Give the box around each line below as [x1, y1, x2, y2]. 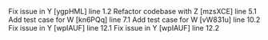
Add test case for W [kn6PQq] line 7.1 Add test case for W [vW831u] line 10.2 [8, 15, 261, 24]
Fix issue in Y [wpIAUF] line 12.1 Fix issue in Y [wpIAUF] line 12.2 [8, 24, 220, 32]
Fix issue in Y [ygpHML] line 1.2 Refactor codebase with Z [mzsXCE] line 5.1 [8, 7, 258, 16]
